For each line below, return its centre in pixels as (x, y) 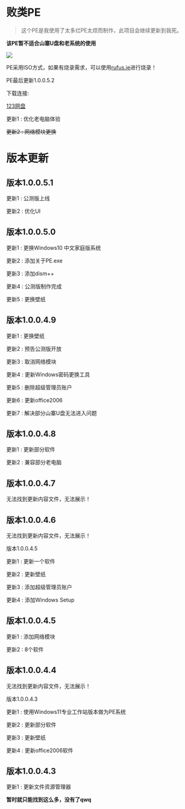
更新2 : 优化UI (24, 211)
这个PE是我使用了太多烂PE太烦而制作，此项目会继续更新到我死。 (102, 30)
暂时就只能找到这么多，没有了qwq (49, 800)
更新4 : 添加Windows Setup (40, 600)
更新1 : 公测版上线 (28, 198)
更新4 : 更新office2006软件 (40, 750)
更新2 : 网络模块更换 (31, 131)
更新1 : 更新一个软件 (31, 561)
